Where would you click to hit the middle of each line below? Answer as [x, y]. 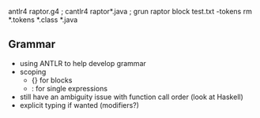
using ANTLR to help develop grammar [83, 63]
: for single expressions [70, 88]
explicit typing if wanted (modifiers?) [79, 105]
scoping [33, 72]
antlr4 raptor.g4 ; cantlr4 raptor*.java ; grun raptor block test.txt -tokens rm [130, 11]
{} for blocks [52, 80]
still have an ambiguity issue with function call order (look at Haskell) [131, 97]
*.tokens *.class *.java [43, 20]
